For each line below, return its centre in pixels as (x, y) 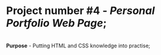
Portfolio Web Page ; (57, 23)
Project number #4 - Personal (80, 11)
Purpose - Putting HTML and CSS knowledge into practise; (78, 46)
